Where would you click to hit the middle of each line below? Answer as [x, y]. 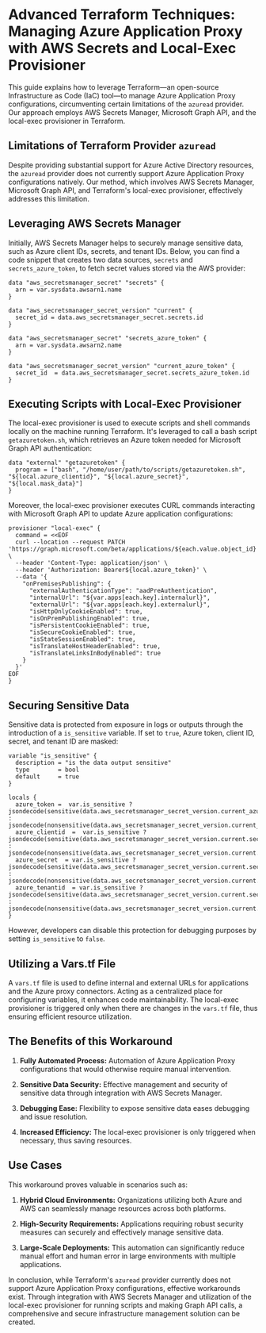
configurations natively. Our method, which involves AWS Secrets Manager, [131, 182]
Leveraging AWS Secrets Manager [95, 224]
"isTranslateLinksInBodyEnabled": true [95, 653]
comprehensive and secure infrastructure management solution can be [124, 1313]
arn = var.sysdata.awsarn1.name [69, 290]
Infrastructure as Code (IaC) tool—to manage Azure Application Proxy [122, 95]
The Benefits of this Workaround [90, 1041]
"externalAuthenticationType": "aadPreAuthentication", [123, 591]
